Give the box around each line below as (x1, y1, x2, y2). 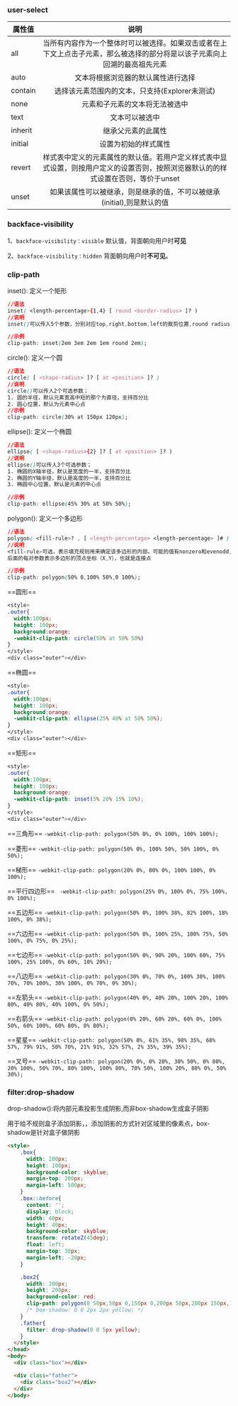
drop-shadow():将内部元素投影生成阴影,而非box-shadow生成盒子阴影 (7, 1104, 210, 1113)
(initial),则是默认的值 (101, 198, 169, 208)
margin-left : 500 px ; (25, 1181, 87, 1189)
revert (11, 163, 31, 173)
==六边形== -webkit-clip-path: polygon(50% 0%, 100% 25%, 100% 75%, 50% (7, 929, 229, 938)
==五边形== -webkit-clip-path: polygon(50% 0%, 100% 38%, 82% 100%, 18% (7, 908, 229, 917)
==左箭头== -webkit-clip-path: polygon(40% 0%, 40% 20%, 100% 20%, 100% (7, 993, 229, 1002)
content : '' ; (25, 1201, 65, 1208)
